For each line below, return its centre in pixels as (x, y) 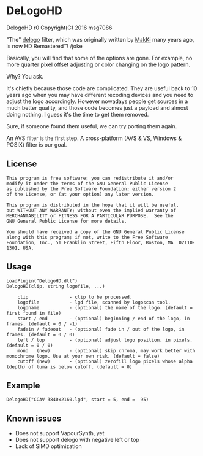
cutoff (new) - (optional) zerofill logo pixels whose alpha (105, 361)
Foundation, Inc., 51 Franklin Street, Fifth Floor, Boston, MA (90, 242)
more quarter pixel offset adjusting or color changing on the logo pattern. (98, 64)
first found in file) (34, 313)
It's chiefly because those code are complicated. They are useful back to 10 (102, 88)
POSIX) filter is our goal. (37, 144)
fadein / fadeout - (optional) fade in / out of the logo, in (101, 329)
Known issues (34, 418)
